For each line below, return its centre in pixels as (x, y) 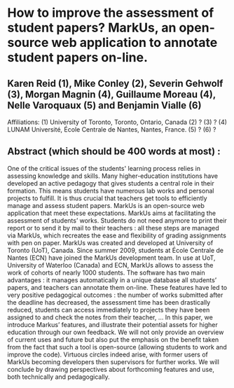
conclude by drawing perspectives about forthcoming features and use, (111, 369)
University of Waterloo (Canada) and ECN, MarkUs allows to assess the (110, 265)
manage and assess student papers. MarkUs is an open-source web (106, 205)
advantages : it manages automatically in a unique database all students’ (112, 280)
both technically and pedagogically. (58, 377)
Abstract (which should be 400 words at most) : (114, 152)
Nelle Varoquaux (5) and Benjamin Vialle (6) (104, 105)
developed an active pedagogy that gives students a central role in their (111, 183)
